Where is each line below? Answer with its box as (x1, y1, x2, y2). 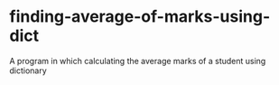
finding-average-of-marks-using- (9, 6, 271, 27)
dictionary (9, 65, 47, 76)
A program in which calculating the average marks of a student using (9, 55, 266, 66)
